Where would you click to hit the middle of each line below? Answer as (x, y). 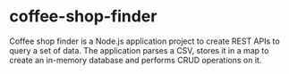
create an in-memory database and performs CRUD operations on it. (136, 60)
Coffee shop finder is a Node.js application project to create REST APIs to (144, 41)
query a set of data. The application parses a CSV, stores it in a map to (139, 50)
